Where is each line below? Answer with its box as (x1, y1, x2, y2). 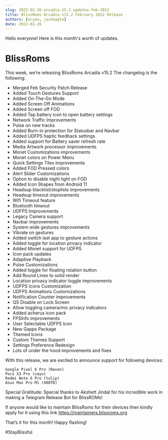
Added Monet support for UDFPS (12, 246, 82, 252)
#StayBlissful (5, 429, 33, 435)
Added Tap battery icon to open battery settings (12, 112, 113, 118)
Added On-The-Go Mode (12, 95, 65, 101)
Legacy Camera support (12, 213, 63, 219)
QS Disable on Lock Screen (12, 299, 70, 305)
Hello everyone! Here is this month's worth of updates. (5, 35, 119, 41)
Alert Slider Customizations (12, 171, 70, 177)
